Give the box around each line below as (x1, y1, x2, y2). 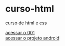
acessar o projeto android (5, 35, 60, 41)
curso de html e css (5, 20, 47, 26)
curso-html (5, 3, 55, 15)
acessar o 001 (5, 29, 35, 35)
